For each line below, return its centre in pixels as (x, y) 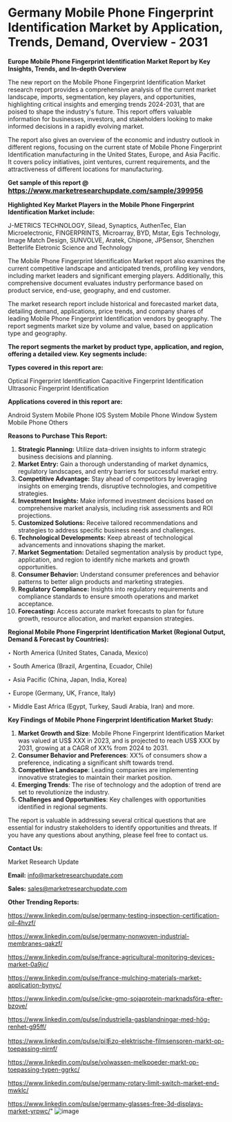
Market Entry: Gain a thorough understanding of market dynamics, (113, 464)
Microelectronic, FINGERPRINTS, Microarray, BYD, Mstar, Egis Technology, (114, 233)
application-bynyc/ (35, 985)
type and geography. (38, 333)
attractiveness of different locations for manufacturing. (86, 169)
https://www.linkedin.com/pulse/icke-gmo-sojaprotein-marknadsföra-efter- (115, 998)
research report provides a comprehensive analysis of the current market (112, 89)
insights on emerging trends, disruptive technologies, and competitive (117, 486)
